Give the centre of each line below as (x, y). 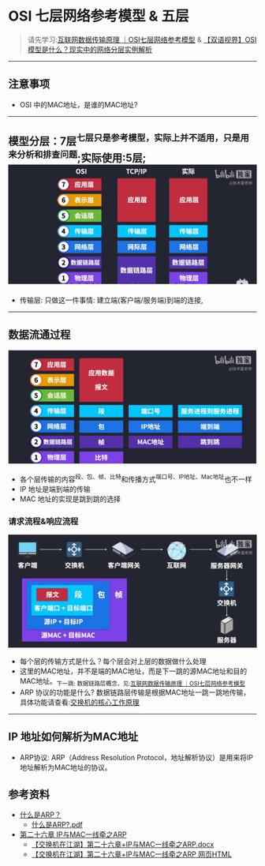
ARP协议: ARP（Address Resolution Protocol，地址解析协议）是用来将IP (136, 757)
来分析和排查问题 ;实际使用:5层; (77, 157)
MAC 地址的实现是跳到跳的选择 (70, 499)
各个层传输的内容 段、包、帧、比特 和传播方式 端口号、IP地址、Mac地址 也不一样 (136, 478)
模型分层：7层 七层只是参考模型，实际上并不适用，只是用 (129, 140)
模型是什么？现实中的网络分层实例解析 (90, 49)
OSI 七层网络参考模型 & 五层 (99, 16)
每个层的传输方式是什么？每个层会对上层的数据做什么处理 (113, 661)
